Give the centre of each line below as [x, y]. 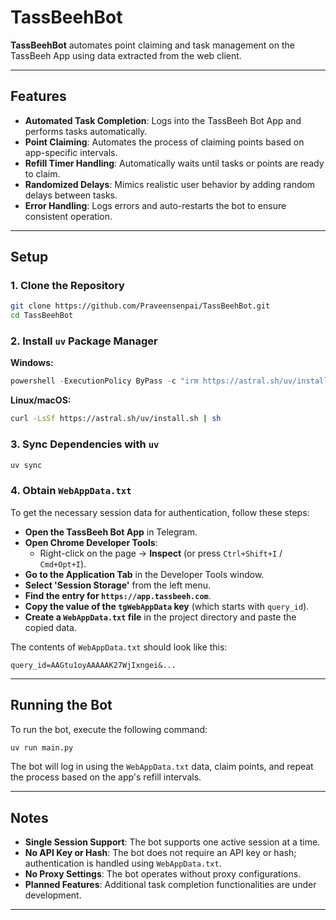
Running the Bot [61, 705]
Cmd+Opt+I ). [63, 563]
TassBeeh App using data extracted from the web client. [126, 55]
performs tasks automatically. [86, 131]
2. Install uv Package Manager [84, 341]
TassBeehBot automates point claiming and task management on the [152, 45]
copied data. [50, 627]
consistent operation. [68, 216]
